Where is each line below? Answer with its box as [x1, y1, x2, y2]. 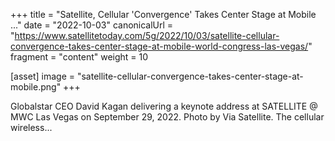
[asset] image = [10, 70, 75, 82]
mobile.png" [10, 81, 62, 93]
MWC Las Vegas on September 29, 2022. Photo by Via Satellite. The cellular [10, 111, 325, 123]
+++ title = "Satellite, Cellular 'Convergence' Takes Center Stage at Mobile [10, 9, 317, 20]
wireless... [10, 122, 53, 133]
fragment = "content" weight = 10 [10, 51, 149, 63]
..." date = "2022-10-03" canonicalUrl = [10, 19, 174, 31]
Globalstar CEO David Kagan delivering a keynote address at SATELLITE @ [10, 100, 318, 112]
